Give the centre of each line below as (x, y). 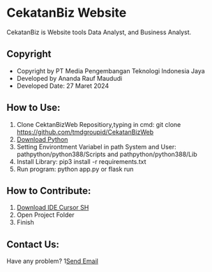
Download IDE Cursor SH (53, 208)
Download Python (42, 139)
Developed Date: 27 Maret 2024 (63, 86)
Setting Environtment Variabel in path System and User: (96, 146)
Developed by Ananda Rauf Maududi (69, 78)
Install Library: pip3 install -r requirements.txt (82, 161)
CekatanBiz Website (67, 13)
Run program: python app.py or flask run (75, 169)
